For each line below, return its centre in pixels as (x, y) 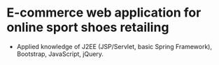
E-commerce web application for (104, 13)
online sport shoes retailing (88, 27)
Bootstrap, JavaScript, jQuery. (60, 54)
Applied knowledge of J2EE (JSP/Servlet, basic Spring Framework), (114, 46)
